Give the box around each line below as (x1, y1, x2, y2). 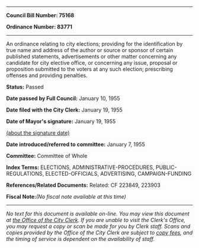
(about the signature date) (6, 129, 70, 136)
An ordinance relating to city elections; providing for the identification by (6, 40, 183, 47)
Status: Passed (6, 84, 44, 90)
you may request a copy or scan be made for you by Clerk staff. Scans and (6, 223, 191, 230)
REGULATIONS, (6, 170, 44, 177)
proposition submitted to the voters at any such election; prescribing (6, 66, 174, 72)
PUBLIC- (155, 164, 177, 171)
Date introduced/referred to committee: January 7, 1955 (6, 141, 145, 148)
